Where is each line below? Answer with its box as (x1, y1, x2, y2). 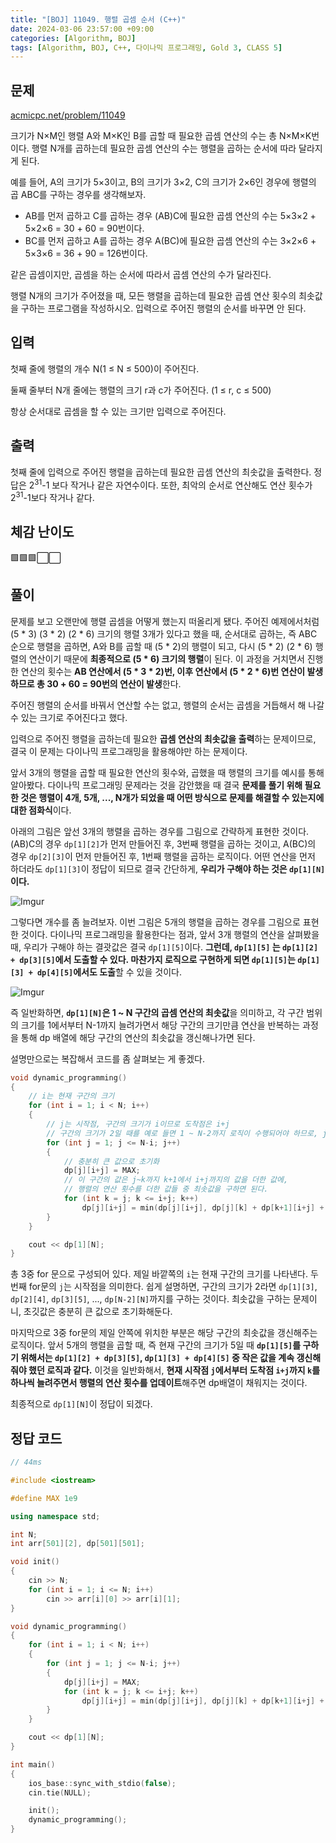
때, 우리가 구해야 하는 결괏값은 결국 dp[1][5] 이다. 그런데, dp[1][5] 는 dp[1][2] (10, 941, 319, 953)
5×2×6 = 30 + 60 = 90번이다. (24, 222, 145, 235)
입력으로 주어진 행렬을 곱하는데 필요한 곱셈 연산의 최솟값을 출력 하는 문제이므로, (10, 732, 317, 745)
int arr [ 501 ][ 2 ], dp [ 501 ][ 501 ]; (10, 1539, 145, 1549)
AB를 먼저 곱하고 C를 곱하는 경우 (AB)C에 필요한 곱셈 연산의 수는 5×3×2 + (24, 210, 317, 222)
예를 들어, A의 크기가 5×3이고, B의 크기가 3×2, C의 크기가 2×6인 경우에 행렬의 (10, 176, 317, 188)
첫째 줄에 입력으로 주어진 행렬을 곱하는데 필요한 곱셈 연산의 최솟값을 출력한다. (10, 466, 312, 478)
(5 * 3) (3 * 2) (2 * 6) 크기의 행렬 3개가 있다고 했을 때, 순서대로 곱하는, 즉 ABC (10, 627, 318, 640)
